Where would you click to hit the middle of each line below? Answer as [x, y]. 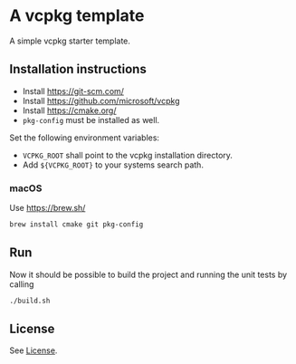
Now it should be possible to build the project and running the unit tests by [148, 274]
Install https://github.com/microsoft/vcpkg [101, 101]
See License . [33, 350]
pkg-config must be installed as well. [91, 120]
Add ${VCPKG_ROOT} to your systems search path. [113, 165]
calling [22, 284]
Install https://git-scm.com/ [73, 91]
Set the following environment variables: [85, 138]
